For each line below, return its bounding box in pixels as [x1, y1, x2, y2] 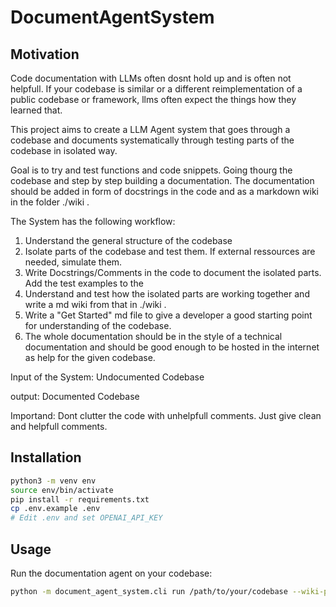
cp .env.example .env [10, 504, 101, 514]
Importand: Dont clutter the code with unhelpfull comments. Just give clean [10, 410, 322, 421]
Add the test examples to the [24, 277, 144, 289]
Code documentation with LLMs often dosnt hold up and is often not [10, 72, 292, 84]
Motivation [10, 46, 80, 63]
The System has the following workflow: [10, 216, 176, 227]
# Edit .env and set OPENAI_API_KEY [10, 513, 163, 523]
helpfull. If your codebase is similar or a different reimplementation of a [10, 83, 303, 95]
